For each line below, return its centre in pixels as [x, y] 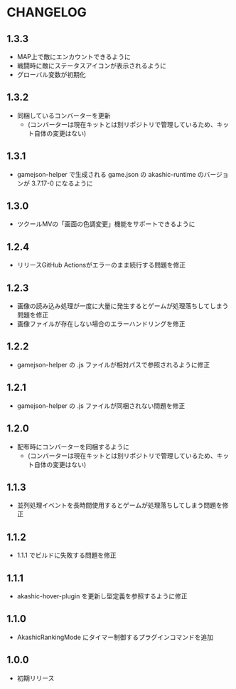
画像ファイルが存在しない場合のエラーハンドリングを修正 [101, 324]
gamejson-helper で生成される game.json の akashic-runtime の [110, 174]
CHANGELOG [47, 12]
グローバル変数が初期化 [51, 75]
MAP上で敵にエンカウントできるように [74, 57]
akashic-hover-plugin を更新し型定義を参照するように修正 [102, 596]
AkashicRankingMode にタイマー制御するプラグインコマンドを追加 [115, 637]
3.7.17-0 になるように [62, 183]
